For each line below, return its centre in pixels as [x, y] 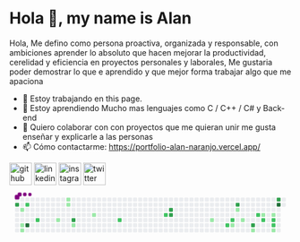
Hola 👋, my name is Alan [101, 18]
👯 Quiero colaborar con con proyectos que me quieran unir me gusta [149, 127]
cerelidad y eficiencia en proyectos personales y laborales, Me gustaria [141, 62]
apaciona [26, 81]
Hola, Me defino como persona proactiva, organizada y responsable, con [144, 43]
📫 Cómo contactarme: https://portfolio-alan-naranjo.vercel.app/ [141, 146]
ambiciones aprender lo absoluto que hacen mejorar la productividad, [138, 52]
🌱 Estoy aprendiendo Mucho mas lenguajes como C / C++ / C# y [141, 108]
